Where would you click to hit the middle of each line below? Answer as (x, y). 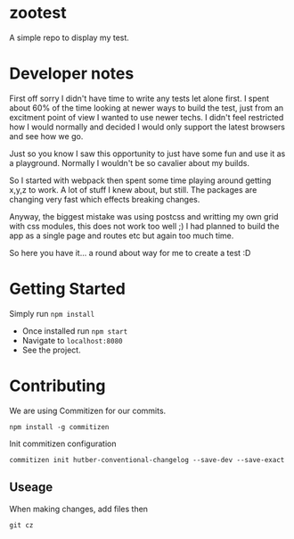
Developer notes (72, 74)
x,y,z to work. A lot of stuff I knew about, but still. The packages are (133, 189)
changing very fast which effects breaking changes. (105, 199)
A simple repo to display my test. (69, 37)
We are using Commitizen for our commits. (88, 410)
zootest (38, 13)
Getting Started (68, 289)
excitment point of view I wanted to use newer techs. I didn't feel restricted (147, 117)
